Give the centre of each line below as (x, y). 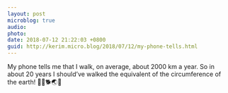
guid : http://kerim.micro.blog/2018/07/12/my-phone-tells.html (103, 46)
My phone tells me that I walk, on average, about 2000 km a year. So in (111, 67)
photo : (17, 33)
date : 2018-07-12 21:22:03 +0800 (57, 40)
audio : (17, 27)
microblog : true (31, 20)
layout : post (27, 14)
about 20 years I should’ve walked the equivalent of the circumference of (114, 74)
